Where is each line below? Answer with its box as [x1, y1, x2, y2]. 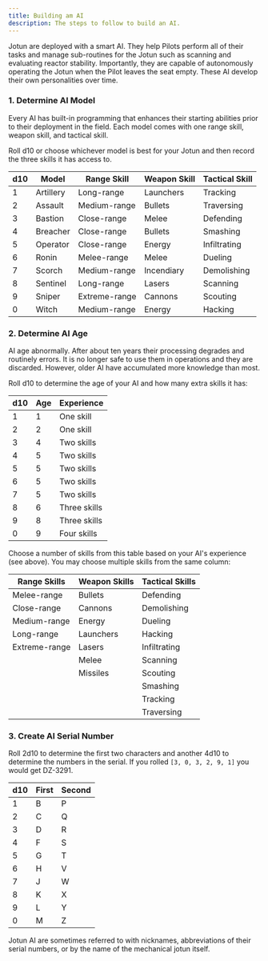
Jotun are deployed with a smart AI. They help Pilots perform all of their [8, 41, 244, 50]
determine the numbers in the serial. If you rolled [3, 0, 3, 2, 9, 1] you [8, 757, 250, 767]
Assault [35, 199, 64, 210]
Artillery [35, 186, 66, 198]
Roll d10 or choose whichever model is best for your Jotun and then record [8, 146, 254, 155]
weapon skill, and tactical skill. [8, 130, 109, 140]
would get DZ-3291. [8, 766, 74, 775]
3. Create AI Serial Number [8, 731, 114, 742]
